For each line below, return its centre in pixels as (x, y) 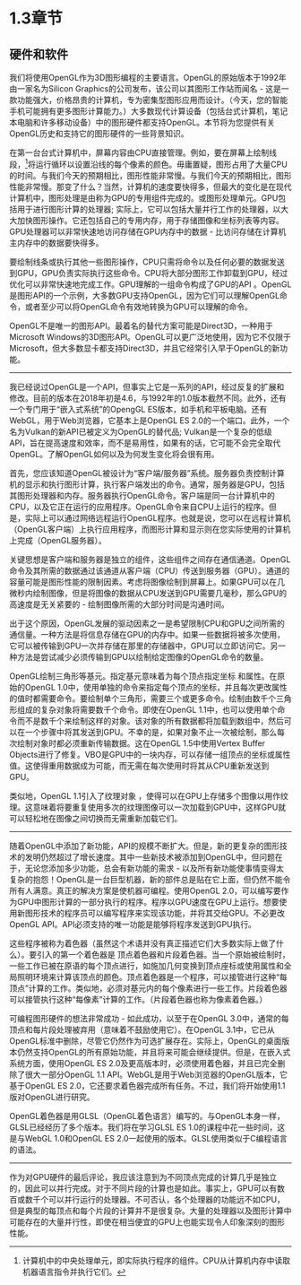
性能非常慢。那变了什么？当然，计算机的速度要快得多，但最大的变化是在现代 (150, 187)
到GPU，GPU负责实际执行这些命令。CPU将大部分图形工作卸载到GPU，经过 (149, 273)
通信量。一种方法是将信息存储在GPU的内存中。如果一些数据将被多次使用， (147, 634)
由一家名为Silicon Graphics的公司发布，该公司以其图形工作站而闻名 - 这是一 (149, 89)
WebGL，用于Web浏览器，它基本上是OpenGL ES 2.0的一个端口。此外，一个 (150, 420)
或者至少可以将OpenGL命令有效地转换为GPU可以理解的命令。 (138, 307)
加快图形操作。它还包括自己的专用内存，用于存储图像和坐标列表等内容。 (150, 220)
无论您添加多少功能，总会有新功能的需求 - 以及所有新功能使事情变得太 (155, 868)
